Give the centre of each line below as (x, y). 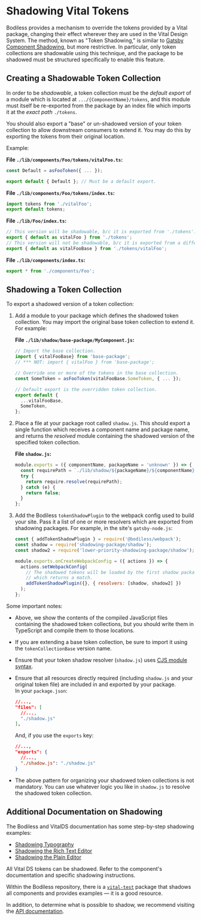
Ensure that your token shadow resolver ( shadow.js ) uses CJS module (101, 660)
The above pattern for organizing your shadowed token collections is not (104, 780)
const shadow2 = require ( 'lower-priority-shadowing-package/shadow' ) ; (105, 550)
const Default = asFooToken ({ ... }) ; (54, 170)
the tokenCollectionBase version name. (63, 648)
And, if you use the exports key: (54, 735)
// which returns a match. (60, 578)
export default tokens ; (36, 209)
